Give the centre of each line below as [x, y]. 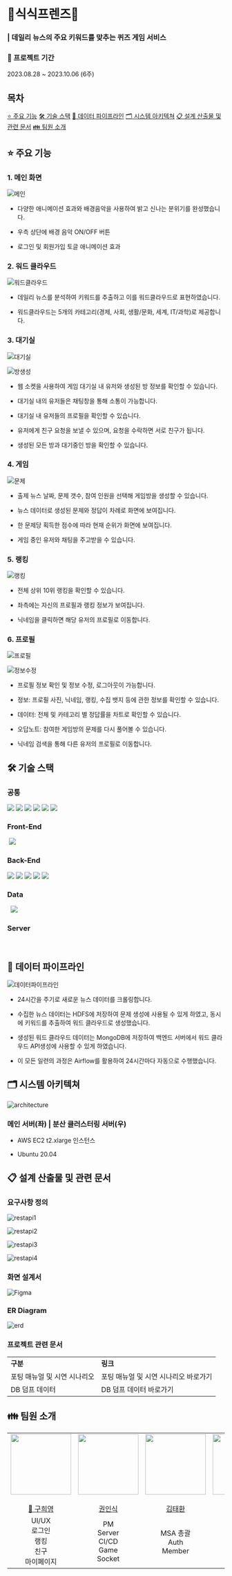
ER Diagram [27, 1310]
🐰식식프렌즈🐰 [43, 14]
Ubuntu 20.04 [37, 1154]
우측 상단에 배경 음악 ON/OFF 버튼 [64, 232]
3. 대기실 [21, 340]
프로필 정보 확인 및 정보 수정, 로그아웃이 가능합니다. [86, 685]
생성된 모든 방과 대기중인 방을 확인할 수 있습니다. [83, 445]
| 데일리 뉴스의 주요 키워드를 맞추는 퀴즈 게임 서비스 [87, 37]
